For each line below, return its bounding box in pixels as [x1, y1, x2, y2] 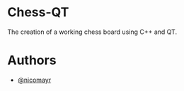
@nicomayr [17, 75, 52, 84]
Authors [7, 52, 57, 68]
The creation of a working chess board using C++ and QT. [7, 28, 178, 36]
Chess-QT [7, 4, 69, 20]
